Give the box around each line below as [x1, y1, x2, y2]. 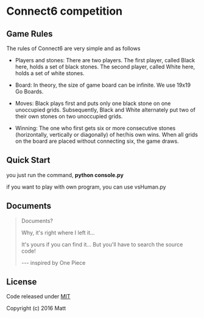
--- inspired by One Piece [21, 259, 86, 266]
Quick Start [6, 155, 51, 165]
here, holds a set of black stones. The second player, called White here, [15, 63, 195, 70]
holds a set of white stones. [15, 70, 85, 77]
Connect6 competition [6, 4, 123, 18]
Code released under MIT [6, 293, 71, 300]
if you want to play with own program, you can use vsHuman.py [6, 183, 166, 190]
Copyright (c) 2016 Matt [6, 305, 66, 312]
